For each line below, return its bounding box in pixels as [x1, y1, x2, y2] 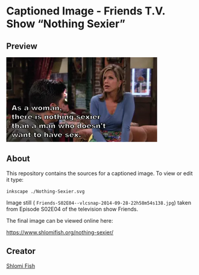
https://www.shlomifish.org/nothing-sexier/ [6, 229, 113, 236]
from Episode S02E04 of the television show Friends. [6, 205, 139, 212]
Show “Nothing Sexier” [6, 17, 125, 31]
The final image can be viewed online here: [6, 217, 113, 224]
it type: [6, 176, 24, 183]
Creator [6, 246, 36, 256]
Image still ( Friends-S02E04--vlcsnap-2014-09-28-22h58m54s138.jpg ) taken [6, 199, 192, 206]
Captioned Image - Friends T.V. [6, 4, 166, 18]
